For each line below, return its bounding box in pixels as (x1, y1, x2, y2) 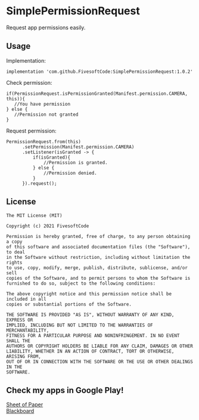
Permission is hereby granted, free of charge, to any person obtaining (6, 233, 191, 239)
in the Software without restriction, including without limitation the (6, 254, 191, 260)
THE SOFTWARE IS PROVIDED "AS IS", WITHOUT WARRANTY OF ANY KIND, (6, 311, 175, 317)
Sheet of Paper (6, 401, 43, 408)
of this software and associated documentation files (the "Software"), (6, 243, 191, 250)
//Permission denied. (43, 170, 97, 176)
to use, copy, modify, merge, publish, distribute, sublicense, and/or (6, 264, 188, 271)
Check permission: (6, 79, 52, 86)
